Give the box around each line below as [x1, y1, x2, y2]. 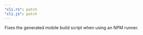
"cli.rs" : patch [4, 7, 37, 12]
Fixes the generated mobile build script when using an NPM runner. [4, 24, 139, 30]
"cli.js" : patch [4, 12, 37, 16]
